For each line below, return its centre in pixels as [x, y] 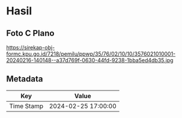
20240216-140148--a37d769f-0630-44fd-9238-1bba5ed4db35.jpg [90, 60]
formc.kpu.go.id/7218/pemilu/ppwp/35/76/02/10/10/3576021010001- [91, 54]
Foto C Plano [30, 33]
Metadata [25, 79]
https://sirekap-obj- [31, 47]
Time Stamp [26, 106]
